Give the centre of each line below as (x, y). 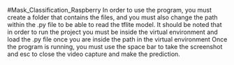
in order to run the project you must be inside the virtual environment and (112, 32)
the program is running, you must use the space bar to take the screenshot (115, 47)
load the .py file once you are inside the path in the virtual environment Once (117, 39)
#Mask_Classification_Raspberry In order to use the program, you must (109, 10)
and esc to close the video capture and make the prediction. (94, 54)
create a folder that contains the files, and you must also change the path (112, 17)
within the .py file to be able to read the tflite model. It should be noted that (115, 25)
